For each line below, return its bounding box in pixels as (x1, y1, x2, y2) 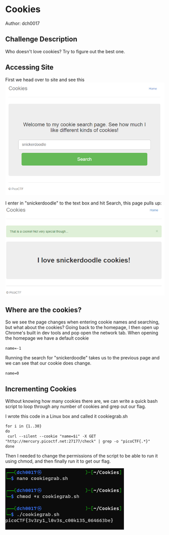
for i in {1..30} (5, 424, 42, 429)
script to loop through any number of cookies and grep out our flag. (5, 403, 146, 409)
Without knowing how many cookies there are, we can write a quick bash (5, 398, 158, 404)
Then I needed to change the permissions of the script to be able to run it (5, 453, 158, 459)
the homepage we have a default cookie (5, 335, 90, 341)
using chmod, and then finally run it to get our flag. (5, 458, 111, 464)
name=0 (5, 371, 19, 376)
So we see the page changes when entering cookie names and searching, (5, 319, 160, 325)
